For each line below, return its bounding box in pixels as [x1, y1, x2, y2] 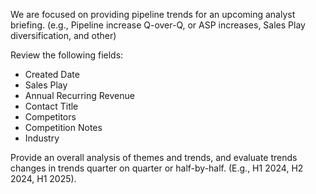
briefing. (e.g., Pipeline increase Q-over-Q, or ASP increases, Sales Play [10, 19, 306, 31]
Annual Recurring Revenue [24, 90, 135, 101]
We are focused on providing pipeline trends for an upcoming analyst [10, 9, 296, 20]
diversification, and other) [10, 30, 117, 41]
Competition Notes [24, 122, 103, 133]
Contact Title [24, 100, 79, 112]
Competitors [24, 111, 77, 123]
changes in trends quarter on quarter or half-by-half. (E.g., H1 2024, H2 [10, 162, 304, 174]
